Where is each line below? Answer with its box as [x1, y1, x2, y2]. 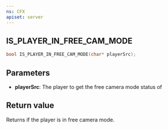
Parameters [6, 68, 50, 78]
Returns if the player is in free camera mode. [6, 116, 115, 123]
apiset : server [6, 14, 44, 20]
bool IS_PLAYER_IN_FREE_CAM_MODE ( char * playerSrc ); [6, 51, 136, 58]
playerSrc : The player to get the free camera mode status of [14, 84, 163, 90]
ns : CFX [6, 8, 25, 15]
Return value [6, 101, 54, 111]
